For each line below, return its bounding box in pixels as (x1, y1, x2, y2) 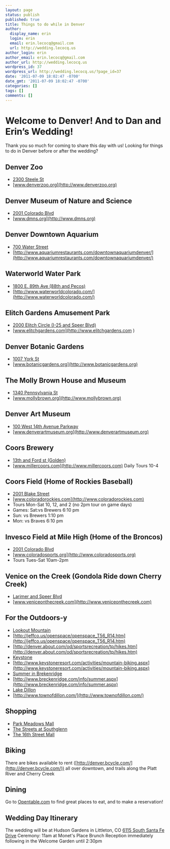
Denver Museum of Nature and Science (5, 196, 132, 205)
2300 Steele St (12, 177, 44, 183)
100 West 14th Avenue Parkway (12, 423, 79, 429)
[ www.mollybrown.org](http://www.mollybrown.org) (12, 395, 122, 401)
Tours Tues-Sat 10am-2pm (12, 557, 69, 563)
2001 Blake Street (12, 491, 50, 497)
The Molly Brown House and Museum (5, 376, 126, 385)
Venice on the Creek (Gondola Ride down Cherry (5, 572, 162, 581)
